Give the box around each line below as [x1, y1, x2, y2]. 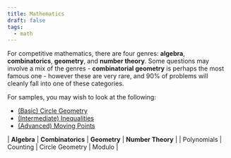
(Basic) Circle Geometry [17, 107, 88, 115]
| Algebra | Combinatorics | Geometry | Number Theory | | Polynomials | [7, 135, 223, 144]
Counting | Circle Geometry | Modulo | [7, 142, 119, 152]
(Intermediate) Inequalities [17, 114, 94, 123]
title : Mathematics [7, 10, 65, 18]
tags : [7, 23, 23, 30]
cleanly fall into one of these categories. [7, 79, 124, 88]
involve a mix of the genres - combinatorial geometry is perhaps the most [7, 64, 225, 73]
